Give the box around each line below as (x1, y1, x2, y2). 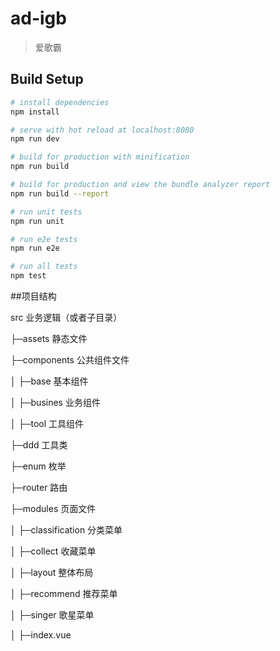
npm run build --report (10, 188, 110, 199)
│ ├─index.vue (10, 629, 72, 641)
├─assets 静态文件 (10, 333, 88, 344)
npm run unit (10, 216, 65, 226)
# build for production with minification (10, 152, 190, 162)
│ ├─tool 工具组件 (10, 418, 85, 429)
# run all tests (10, 262, 78, 272)
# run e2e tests (10, 234, 78, 244)
